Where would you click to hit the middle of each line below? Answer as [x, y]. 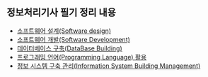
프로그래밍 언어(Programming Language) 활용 [82, 57]
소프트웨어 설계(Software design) [64, 31]
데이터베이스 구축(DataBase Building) [70, 48]
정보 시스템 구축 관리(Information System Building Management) [109, 66]
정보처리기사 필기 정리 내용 [61, 13]
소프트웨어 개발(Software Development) [73, 39]
